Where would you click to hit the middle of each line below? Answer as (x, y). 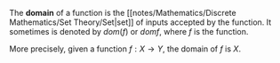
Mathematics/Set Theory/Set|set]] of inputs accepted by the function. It (140, 22)
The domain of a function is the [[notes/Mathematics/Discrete (123, 13)
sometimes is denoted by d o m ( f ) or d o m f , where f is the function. (129, 31)
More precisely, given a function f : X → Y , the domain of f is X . (125, 49)
